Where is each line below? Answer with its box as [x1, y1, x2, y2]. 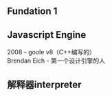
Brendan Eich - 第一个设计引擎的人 [7, 56, 105, 65]
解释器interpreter [7, 78, 82, 90]
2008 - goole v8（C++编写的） [7, 48, 96, 56]
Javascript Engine [7, 29, 87, 41]
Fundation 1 [7, 6, 58, 17]
